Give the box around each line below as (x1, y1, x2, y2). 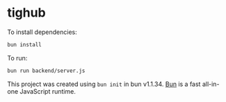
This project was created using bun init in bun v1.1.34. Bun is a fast (7, 80, 201, 88)
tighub (7, 5, 47, 21)
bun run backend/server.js (7, 67, 86, 74)
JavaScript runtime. (19, 87, 76, 95)
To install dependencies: (7, 28, 78, 36)
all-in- (202, 80, 220, 88)
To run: (7, 53, 28, 62)
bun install (7, 41, 42, 48)
